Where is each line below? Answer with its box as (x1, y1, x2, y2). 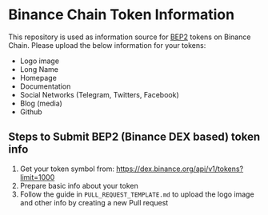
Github (19, 106, 42, 117)
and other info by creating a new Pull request (19, 197, 169, 207)
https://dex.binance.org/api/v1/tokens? (115, 164, 244, 173)
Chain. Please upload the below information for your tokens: (8, 40, 206, 50)
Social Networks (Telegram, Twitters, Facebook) (19, 90, 179, 99)
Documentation (19, 82, 71, 91)
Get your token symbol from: (19, 164, 114, 173)
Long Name (19, 64, 58, 74)
